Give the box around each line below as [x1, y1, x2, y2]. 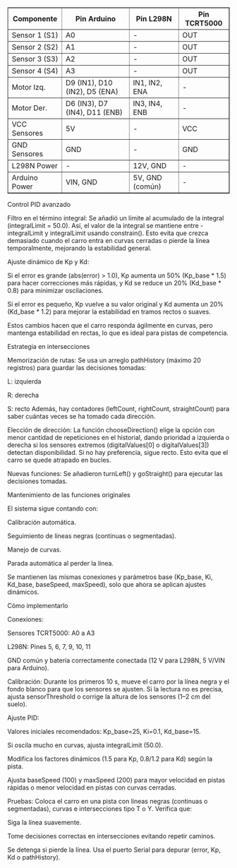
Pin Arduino [75, 14, 116, 23]
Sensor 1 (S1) [11, 30, 59, 40]
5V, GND [133, 173, 162, 182]
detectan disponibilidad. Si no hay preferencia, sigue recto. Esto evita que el [7, 448, 229, 456]
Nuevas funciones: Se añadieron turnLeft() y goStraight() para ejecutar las [7, 470, 224, 477]
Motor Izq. [11, 83, 46, 92]
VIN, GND [66, 177, 97, 186]
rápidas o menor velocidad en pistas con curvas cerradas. [7, 783, 176, 792]
